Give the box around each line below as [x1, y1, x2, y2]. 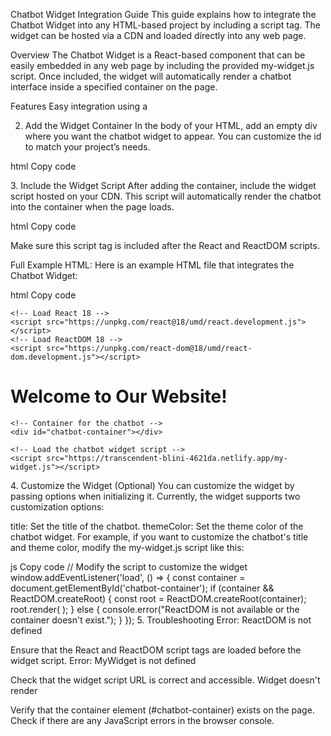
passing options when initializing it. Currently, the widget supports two [10, 490, 301, 502]
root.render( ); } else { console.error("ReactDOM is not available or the [10, 603, 300, 615]
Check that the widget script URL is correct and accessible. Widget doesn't [10, 674, 321, 686]
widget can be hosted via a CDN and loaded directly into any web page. [10, 30, 307, 41]
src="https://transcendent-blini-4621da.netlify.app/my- [46, 453, 288, 463]
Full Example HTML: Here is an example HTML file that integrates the [10, 259, 295, 271]
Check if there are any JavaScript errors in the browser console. [10, 714, 275, 726]
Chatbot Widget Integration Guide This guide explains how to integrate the [10, 9, 317, 20]
